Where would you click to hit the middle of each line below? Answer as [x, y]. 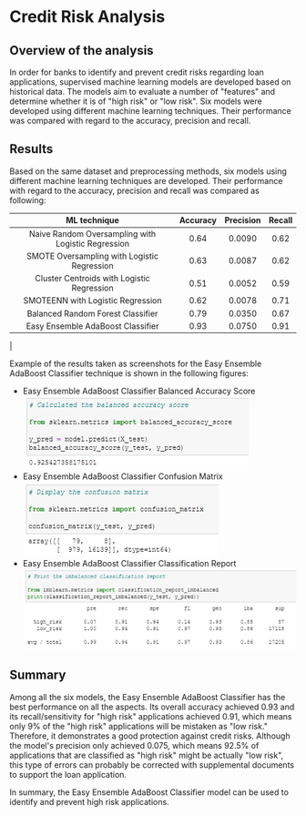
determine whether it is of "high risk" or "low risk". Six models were [136, 101]
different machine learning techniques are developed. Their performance [146, 180]
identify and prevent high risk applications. [90, 801]
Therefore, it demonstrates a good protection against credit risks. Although [150, 736]
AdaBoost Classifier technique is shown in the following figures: [129, 373]
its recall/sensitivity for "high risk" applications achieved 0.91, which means [151, 716]
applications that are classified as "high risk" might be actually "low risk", [147, 755]
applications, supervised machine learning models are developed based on [150, 82]
